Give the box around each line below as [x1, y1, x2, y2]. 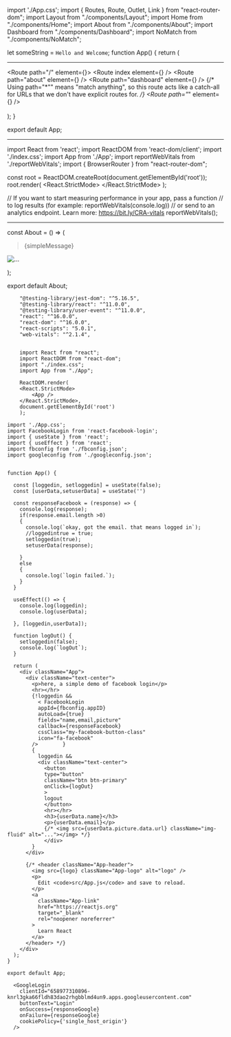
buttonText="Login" [19, 1000, 76, 1007]
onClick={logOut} [43, 783, 94, 790]
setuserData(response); [25, 542, 94, 549]
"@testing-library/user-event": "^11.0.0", [19, 307, 146, 314]
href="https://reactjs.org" [37, 903, 118, 910]
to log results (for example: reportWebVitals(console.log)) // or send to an [7, 201, 215, 209]
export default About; [7, 282, 68, 290]
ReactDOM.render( [19, 379, 69, 386]
